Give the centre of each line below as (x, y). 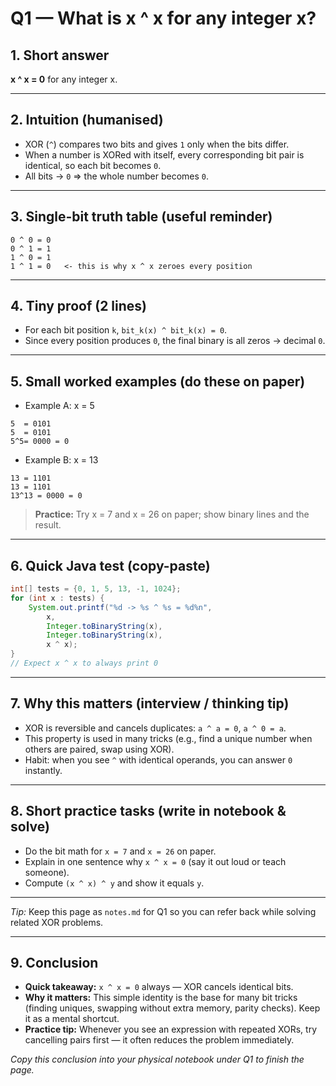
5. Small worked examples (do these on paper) (158, 381)
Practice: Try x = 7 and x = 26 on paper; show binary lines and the (172, 514)
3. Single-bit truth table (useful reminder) (141, 217)
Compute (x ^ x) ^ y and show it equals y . (114, 883)
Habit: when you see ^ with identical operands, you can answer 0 (158, 759)
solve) (30, 827)
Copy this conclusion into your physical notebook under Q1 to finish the (157, 1059)
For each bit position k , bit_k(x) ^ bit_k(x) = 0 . (126, 330)
